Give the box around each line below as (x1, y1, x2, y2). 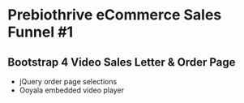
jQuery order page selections (19, 77, 118, 86)
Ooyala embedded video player (19, 85, 125, 95)
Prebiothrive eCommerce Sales (7, 6, 222, 24)
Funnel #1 (7, 23, 74, 41)
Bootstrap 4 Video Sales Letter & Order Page (7, 55, 236, 69)
